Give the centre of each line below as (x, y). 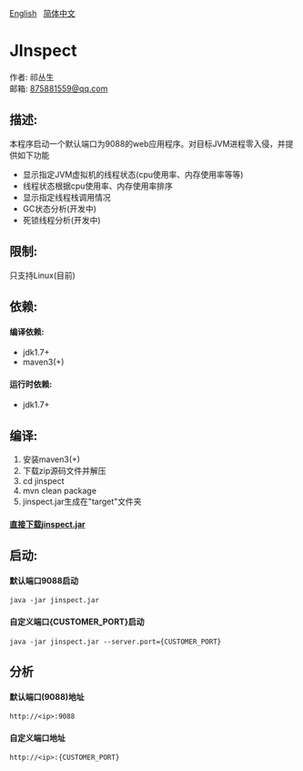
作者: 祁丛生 (32, 77)
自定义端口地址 (37, 737)
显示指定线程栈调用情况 (66, 197)
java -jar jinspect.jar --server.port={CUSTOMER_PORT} (116, 642)
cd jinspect (44, 481)
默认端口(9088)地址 (47, 696)
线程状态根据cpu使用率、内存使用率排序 (97, 186)
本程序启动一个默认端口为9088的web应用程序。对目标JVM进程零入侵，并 (148, 143)
